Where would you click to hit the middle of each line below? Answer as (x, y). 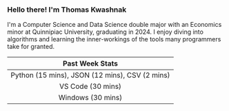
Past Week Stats (91, 63)
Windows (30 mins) (90, 98)
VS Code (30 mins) (90, 86)
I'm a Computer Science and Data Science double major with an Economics (114, 25)
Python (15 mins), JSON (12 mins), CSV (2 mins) (90, 75)
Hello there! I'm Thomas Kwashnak (67, 10)
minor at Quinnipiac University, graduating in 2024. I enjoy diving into (105, 32)
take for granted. (31, 47)
